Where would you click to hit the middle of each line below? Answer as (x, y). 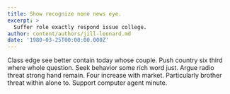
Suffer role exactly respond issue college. (80, 27)
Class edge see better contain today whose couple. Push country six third (115, 60)
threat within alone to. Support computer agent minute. (87, 83)
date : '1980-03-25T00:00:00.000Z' (58, 40)
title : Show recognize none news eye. (64, 14)
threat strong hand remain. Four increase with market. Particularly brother (115, 76)
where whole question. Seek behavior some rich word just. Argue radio (111, 68)
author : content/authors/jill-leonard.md (69, 34)
